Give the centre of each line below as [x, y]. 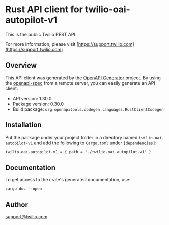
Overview [21, 65]
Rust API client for [44, 9]
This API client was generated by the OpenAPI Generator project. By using [83, 78]
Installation [23, 125]
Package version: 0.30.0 [38, 104]
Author [17, 204]
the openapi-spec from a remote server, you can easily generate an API [80, 83]
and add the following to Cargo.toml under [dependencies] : [95, 143]
